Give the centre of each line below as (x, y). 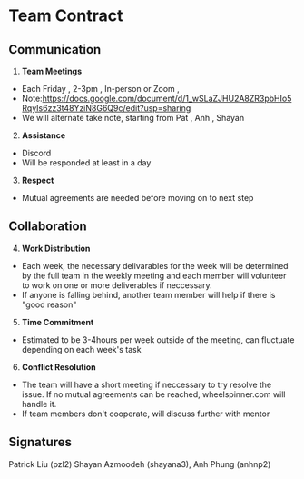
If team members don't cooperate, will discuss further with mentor (146, 414)
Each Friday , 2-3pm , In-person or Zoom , (101, 89)
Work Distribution (56, 248)
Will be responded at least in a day (86, 163)
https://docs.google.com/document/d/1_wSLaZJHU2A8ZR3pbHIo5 (167, 98)
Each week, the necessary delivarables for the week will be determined (155, 265)
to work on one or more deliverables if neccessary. (117, 285)
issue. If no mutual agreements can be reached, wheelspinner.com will (153, 394)
